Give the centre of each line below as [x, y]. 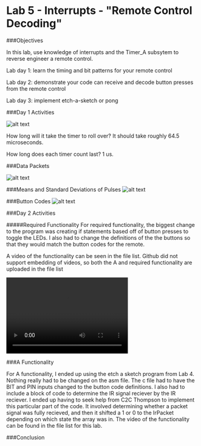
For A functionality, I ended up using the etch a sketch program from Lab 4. [100, 374]
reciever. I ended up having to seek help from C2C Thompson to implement [101, 400]
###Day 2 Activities [31, 213]
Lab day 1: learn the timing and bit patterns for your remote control [89, 70]
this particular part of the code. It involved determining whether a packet [97, 406]
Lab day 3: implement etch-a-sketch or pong [62, 100]
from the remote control [36, 88]
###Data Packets [28, 166]
